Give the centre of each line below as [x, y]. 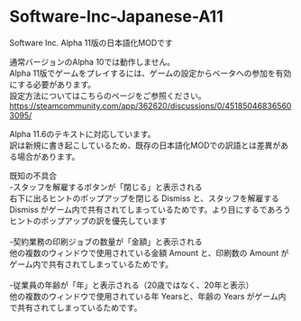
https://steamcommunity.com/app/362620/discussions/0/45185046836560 [150, 105]
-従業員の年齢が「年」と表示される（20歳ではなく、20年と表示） [132, 285]
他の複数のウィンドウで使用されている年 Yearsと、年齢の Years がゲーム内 [148, 296]
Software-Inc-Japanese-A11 [116, 17]
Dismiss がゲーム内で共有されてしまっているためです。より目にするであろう [150, 209]
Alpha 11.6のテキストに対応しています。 [82, 133]
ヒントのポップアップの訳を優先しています [88, 220]
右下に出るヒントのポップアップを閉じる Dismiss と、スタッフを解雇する [144, 198]
